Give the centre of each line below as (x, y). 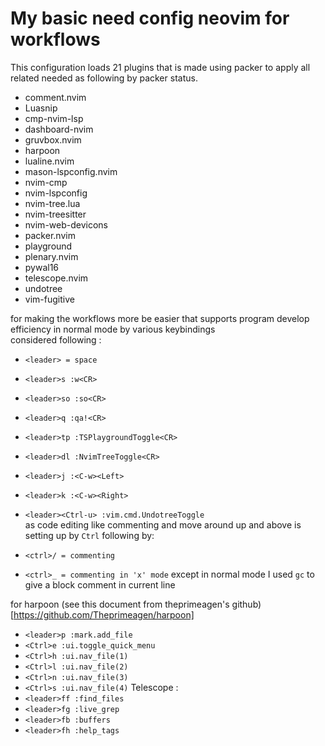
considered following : (56, 339)
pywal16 (42, 267)
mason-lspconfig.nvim (71, 171)
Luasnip (41, 108)
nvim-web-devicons (66, 224)
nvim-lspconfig (56, 193)
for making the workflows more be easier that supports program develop (160, 318)
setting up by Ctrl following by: (89, 535)
